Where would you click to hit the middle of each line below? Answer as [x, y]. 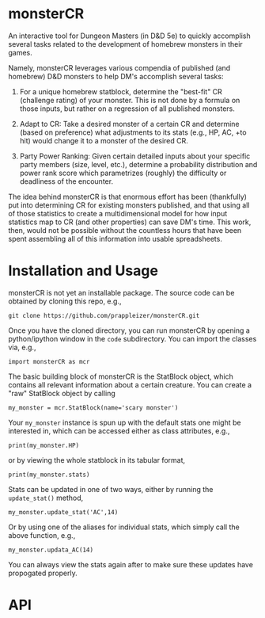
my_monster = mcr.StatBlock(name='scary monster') [93, 408]
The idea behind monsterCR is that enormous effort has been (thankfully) [128, 196]
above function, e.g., [42, 535]
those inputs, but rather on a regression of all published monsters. [127, 109]
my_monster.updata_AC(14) [51, 550]
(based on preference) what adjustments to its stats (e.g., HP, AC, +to [133, 132]
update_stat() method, [46, 498]
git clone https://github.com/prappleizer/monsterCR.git [104, 315]
